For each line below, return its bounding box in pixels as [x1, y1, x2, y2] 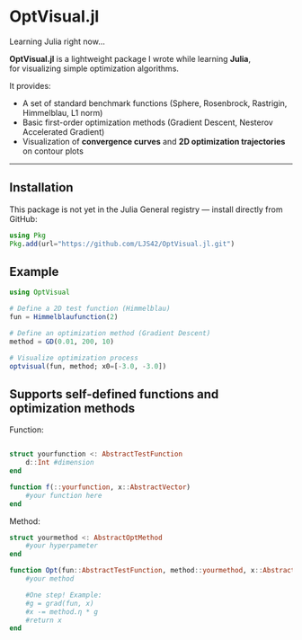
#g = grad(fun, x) [25, 599, 94, 608]
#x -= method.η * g [25, 607, 99, 617]
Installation [9, 180, 74, 195]
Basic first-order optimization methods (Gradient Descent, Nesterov [22, 117, 274, 128]
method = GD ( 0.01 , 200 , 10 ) [9, 337, 115, 346]
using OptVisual [9, 288, 70, 298]
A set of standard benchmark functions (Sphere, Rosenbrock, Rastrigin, [22, 97, 288, 109]
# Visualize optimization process [9, 353, 139, 362]
